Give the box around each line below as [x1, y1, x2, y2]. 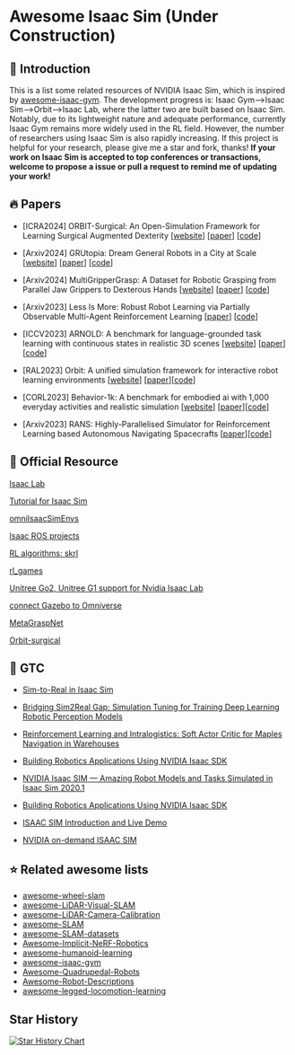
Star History [9, 1012, 79, 1027]
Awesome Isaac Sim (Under [9, 6, 219, 27]
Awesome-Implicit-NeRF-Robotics [22, 938, 149, 949]
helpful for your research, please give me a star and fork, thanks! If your [9, 142, 276, 153]
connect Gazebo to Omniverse [9, 600, 123, 611]
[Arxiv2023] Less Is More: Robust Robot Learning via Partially [22, 301, 251, 312]
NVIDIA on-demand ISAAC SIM [22, 835, 137, 846]
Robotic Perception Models [22, 711, 123, 722]
